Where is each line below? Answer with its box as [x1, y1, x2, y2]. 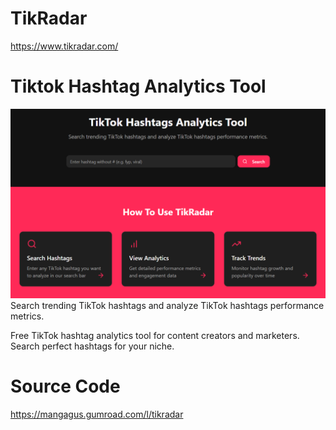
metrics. [10, 310, 45, 322]
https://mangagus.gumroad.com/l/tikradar [10, 408, 184, 420]
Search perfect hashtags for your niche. [10, 340, 175, 352]
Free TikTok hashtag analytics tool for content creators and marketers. [10, 330, 300, 342]
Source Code [10, 375, 121, 398]
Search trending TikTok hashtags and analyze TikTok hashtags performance [10, 300, 325, 312]
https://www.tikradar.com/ [10, 40, 119, 52]
